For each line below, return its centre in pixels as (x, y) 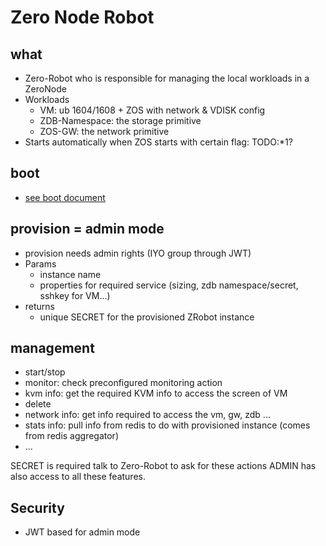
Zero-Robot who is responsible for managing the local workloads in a (167, 78)
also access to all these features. (78, 477)
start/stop (45, 372)
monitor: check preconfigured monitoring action (123, 383)
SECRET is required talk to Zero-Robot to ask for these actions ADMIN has (163, 466)
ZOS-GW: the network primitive (104, 131)
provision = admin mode (87, 229)
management (52, 348)
